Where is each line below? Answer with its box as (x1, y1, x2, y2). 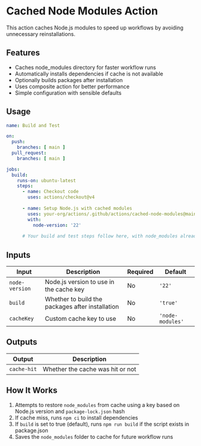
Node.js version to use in (44, 278, 115, 286)
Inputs (6, 250, 31, 260)
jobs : (6, 166, 20, 172)
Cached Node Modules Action (6, 4, 159, 18)
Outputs (6, 337, 38, 347)
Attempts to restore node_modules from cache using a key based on (14, 401, 180, 408)
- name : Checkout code (22, 189, 79, 195)
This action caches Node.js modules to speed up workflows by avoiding (6, 24, 184, 31)
